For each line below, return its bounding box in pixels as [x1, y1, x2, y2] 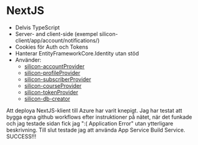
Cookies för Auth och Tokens [15, 43, 88, 51]
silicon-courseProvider [24, 82, 82, 89]
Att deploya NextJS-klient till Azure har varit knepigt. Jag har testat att [6, 107, 183, 114]
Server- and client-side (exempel [15, 30, 99, 37]
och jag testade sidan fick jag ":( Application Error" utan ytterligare [6, 119, 174, 127]
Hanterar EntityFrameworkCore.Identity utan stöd [15, 49, 139, 57]
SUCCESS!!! [6, 132, 37, 140]
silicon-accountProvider [24, 62, 85, 70]
